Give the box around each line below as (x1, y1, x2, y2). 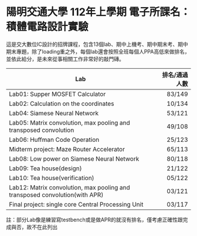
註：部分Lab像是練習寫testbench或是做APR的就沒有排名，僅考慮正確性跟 (6, 216, 183, 223)
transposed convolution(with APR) (9, 191, 104, 199)
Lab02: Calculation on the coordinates (9, 99, 114, 108)
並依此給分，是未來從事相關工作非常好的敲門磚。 (6, 55, 124, 62)
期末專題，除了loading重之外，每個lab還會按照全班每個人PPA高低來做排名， (6, 48, 190, 55)
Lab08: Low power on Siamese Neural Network (9, 154, 140, 162)
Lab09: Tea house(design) (9, 164, 82, 172)
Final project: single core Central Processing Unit (9, 200, 144, 208)
